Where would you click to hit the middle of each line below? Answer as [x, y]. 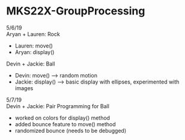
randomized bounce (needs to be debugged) [71, 130]
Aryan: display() [35, 52]
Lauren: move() [34, 46]
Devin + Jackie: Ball [31, 64]
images [24, 88]
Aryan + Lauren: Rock [33, 34]
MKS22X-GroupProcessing [76, 11]
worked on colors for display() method [62, 118]
